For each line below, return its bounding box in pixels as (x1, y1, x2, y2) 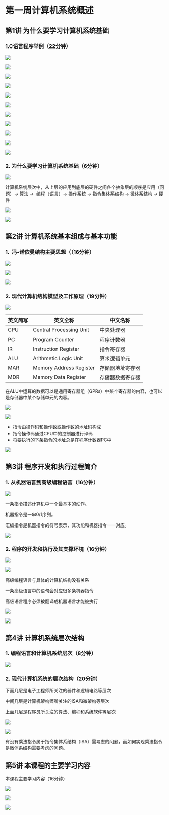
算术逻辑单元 (99, 355, 130, 362)
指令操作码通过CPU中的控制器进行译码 (12, 430, 93, 437)
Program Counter (33, 336, 74, 343)
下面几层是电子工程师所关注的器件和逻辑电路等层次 (5, 688, 111, 694)
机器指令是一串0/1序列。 (5, 511, 56, 517)
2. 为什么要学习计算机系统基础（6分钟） (5, 162, 103, 169)
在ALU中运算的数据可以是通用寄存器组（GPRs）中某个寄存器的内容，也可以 (5, 388, 162, 394)
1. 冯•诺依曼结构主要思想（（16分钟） (5, 249, 95, 256)
